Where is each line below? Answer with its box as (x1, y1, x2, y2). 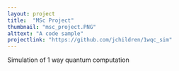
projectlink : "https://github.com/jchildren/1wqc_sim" (7, 37, 173, 44)
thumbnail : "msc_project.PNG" (7, 23, 97, 30)
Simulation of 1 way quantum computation (7, 56, 129, 64)
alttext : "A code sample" (7, 30, 83, 37)
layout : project (7, 10, 55, 18)
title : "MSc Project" (7, 17, 74, 24)
